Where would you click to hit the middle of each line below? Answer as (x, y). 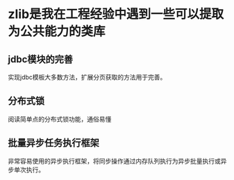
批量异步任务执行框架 (53, 143)
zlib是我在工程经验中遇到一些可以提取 (116, 14)
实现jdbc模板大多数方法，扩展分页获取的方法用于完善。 (87, 77)
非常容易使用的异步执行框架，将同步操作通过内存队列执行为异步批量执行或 (114, 161)
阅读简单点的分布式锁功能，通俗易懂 (60, 119)
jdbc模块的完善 (41, 59)
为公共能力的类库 (57, 31)
